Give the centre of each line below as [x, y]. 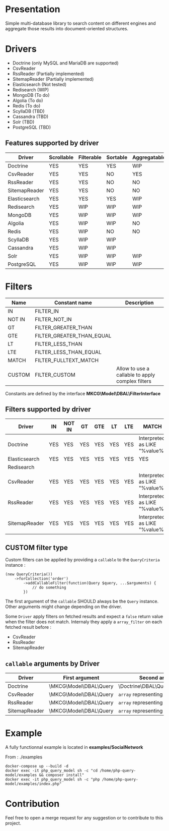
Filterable [90, 157]
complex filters [134, 381]
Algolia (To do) [28, 100]
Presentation [33, 9]
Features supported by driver [52, 143]
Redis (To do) [26, 106]
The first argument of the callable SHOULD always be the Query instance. [82, 602]
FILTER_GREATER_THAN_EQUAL [73, 335]
